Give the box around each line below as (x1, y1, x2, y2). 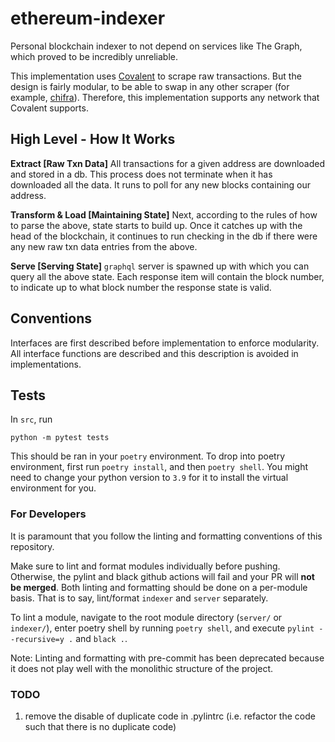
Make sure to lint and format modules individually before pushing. (10, 560, 281, 572)
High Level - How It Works (10, 131, 176, 148)
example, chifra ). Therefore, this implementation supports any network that (10, 91, 320, 103)
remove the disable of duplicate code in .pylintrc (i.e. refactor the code (24, 710, 316, 722)
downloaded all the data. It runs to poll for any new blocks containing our (10, 178, 312, 191)
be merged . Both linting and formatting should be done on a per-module (10, 581, 308, 593)
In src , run (10, 413, 53, 426)
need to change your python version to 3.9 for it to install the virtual (10, 472, 289, 484)
